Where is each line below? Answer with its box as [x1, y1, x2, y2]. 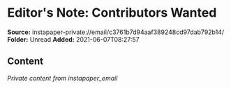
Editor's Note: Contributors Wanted [7, 5, 217, 21]
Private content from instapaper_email [7, 74, 118, 82]
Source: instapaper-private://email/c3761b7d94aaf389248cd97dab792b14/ [7, 28, 225, 36]
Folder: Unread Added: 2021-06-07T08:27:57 [7, 35, 140, 43]
